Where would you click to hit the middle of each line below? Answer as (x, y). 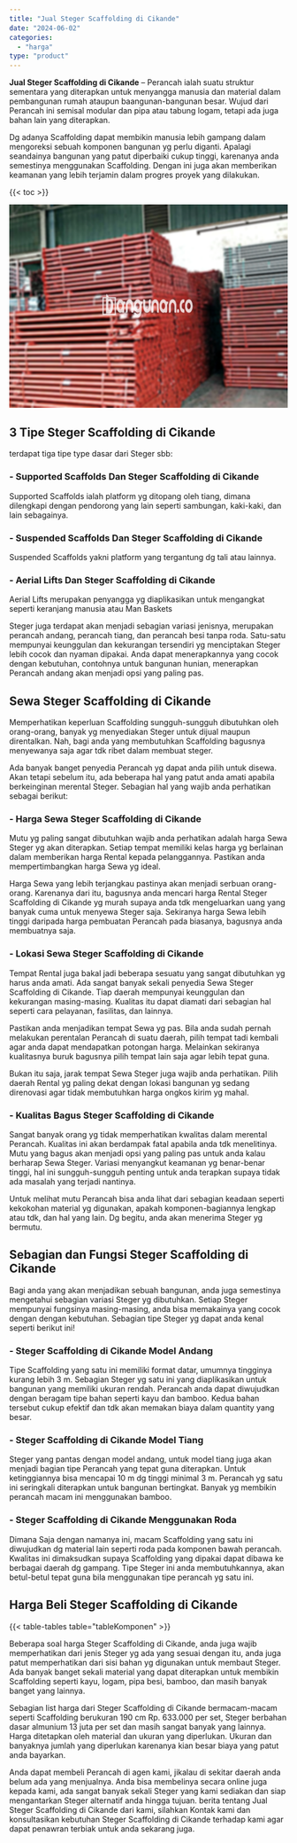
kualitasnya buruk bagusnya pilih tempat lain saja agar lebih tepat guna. (139, 1056)
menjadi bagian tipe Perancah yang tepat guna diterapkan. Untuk (128, 1469)
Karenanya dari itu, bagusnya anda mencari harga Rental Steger (151, 893)
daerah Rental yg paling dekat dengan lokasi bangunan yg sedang (129, 1082)
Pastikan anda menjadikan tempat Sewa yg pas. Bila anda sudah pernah (140, 1027)
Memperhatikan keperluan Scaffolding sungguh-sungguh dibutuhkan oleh (144, 722)
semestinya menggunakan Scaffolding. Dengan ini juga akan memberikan (143, 166)
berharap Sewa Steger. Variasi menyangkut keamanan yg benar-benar (137, 1163)
